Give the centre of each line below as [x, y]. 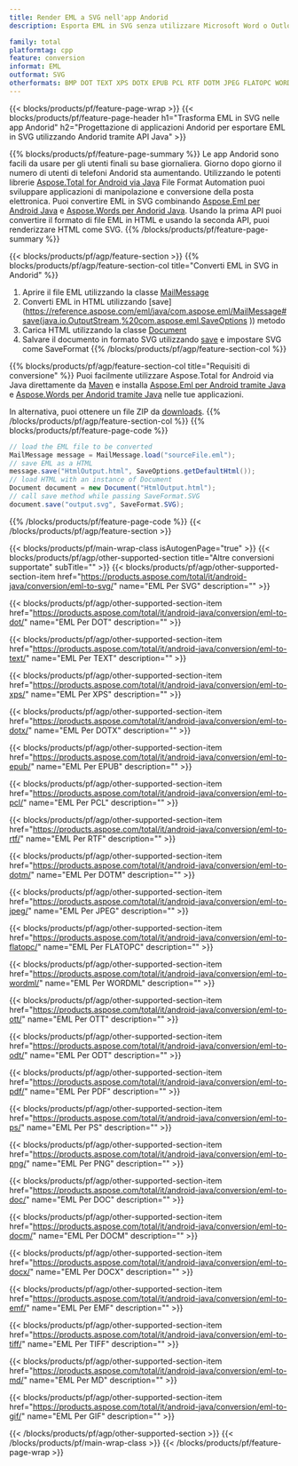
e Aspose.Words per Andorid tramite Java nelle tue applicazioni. [126, 394]
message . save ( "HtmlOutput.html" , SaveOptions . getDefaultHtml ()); [132, 472]
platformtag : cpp [41, 50]
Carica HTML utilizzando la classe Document [104, 330]
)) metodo [267, 320]
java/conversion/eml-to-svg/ [61, 586]
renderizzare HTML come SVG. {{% [74, 229]
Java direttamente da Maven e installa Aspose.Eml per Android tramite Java [148, 385]
